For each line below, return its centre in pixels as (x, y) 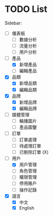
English (27, 208)
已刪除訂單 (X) (34, 152)
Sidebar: (13, 23)
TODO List (26, 9)
